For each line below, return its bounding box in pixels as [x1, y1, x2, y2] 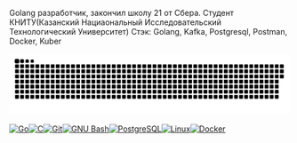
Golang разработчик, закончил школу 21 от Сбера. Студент [9, 8, 234, 18]
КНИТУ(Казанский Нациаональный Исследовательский [9, 17, 222, 28]
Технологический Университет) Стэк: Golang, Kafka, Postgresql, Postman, [9, 27, 287, 36]
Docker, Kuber [9, 36, 62, 46]
